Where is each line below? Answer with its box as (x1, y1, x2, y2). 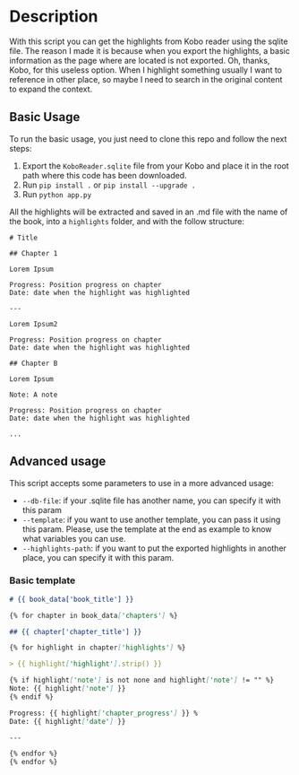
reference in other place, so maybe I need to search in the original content (9, 74, 283, 84)
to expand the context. (9, 83, 93, 94)
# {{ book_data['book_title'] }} (9, 595, 134, 604)
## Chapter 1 (9, 248, 58, 257)
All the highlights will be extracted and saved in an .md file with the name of (9, 206, 288, 217)
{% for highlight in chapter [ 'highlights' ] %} (9, 643, 186, 652)
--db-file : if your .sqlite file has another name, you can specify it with (21, 495, 281, 506)
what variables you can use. (21, 533, 126, 544)
